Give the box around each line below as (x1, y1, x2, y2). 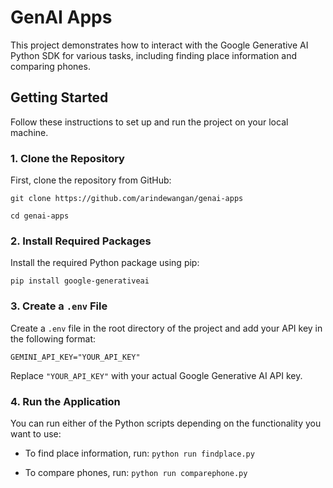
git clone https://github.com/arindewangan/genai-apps (10, 194, 244, 204)
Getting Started (10, 89, 109, 106)
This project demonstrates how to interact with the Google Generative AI (10, 39, 309, 51)
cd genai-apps (10, 211, 70, 221)
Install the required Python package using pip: (10, 257, 200, 269)
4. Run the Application (10, 394, 121, 408)
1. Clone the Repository (10, 151, 125, 165)
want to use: (10, 427, 62, 440)
